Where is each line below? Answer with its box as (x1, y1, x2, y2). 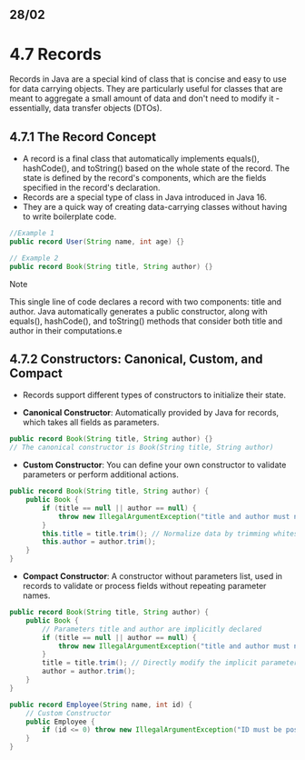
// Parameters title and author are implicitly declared (42, 625, 261, 634)
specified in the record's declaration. (22, 182, 161, 194)
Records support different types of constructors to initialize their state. (22, 390, 286, 401)
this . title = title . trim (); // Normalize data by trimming (42, 529, 271, 538)
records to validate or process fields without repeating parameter (22, 581, 267, 592)
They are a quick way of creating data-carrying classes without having (22, 202, 288, 213)
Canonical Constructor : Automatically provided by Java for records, (22, 407, 280, 418)
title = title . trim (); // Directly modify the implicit (42, 658, 258, 667)
